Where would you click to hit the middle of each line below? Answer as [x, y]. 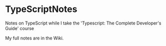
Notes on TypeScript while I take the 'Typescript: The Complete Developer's [83, 23]
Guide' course [20, 28]
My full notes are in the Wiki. [34, 38]
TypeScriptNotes [41, 9]
